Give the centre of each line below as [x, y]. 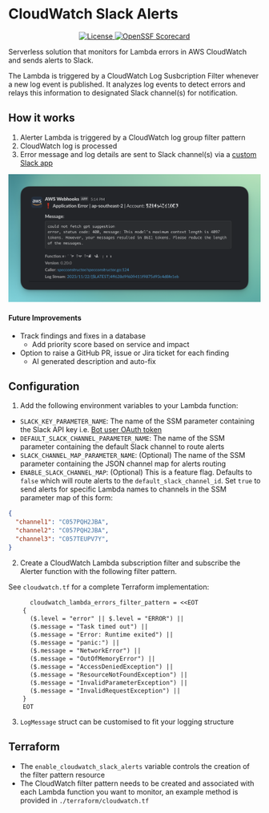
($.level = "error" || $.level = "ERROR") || [106, 618]
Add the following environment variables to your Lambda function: [129, 406]
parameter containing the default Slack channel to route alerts [122, 447]
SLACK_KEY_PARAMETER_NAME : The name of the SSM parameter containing [137, 421]
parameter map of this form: [66, 498]
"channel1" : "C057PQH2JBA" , [62, 522]
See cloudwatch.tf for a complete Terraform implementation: [109, 587]
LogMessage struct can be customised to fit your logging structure [127, 722]
